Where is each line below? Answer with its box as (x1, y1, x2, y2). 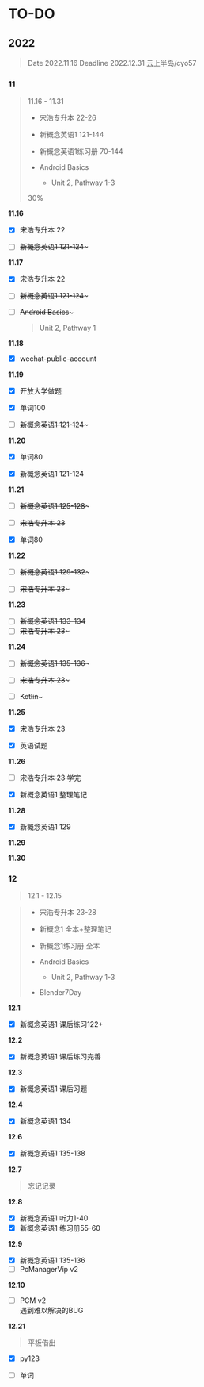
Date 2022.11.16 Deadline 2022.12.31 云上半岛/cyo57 (27, 59, 197, 67)
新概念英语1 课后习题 (19, 1084, 88, 1093)
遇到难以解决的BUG (19, 1305, 84, 1315)
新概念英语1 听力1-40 (19, 1213, 89, 1223)
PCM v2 (19, 1295, 46, 1305)
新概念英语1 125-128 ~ (19, 501, 90, 510)
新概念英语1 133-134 (19, 617, 86, 626)
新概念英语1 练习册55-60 (19, 1223, 100, 1232)
